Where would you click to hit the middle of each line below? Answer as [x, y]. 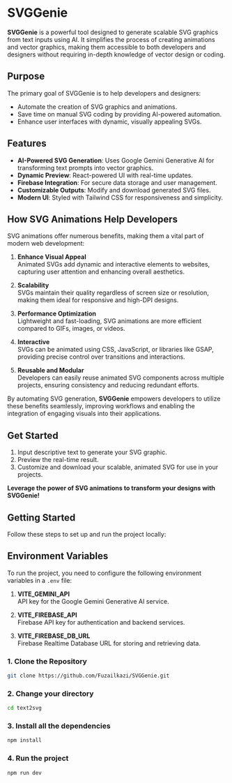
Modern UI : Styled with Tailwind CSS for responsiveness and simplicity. [120, 197]
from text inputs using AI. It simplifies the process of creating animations [111, 39]
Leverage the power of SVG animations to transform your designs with [111, 488]
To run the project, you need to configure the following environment [105, 573]
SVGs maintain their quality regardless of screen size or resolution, [113, 293]
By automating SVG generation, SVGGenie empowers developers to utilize [114, 398]
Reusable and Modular [51, 371]
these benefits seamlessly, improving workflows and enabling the [101, 406]
